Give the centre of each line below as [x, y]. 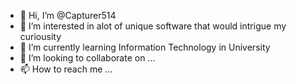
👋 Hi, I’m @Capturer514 [68, 15]
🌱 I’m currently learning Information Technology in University [145, 47]
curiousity [40, 36]
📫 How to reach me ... [66, 69]
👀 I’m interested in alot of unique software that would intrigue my [153, 26]
